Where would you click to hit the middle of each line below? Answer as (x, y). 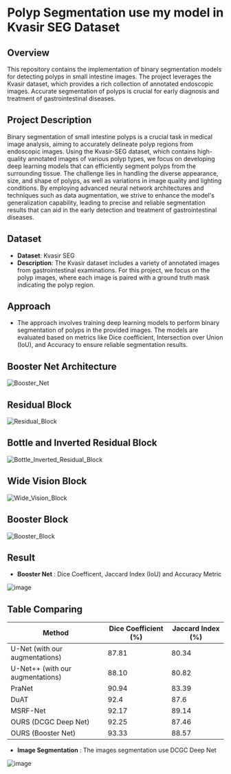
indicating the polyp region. (56, 284)
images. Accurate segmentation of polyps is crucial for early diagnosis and (113, 91)
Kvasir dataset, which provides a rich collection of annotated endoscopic (110, 84)
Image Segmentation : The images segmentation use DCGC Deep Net (117, 750)
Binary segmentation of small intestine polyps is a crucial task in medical (110, 136)
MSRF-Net (28, 711)
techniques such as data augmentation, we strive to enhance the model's (111, 195)
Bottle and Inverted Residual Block (82, 443)
